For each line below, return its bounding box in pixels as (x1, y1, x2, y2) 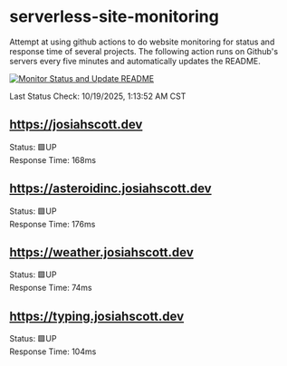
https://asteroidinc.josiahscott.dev (9, 181, 212, 197)
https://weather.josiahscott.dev (9, 245, 195, 260)
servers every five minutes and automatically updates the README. (9, 55, 261, 66)
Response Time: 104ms (9, 346, 97, 357)
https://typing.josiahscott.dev (9, 308, 185, 323)
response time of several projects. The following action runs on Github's (9, 45, 279, 56)
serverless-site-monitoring (9, 6, 219, 27)
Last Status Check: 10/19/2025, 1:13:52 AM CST (9, 91, 187, 101)
